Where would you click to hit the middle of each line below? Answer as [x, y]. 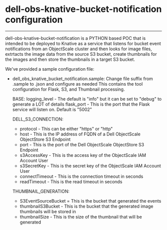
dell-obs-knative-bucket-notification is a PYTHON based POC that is [75, 38]
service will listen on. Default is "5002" [52, 109]
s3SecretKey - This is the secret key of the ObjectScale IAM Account [90, 166]
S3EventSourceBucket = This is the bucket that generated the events [90, 201]
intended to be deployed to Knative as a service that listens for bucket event [83, 43]
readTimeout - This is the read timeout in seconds [71, 181]
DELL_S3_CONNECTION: [38, 119]
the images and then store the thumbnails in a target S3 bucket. [70, 59]
